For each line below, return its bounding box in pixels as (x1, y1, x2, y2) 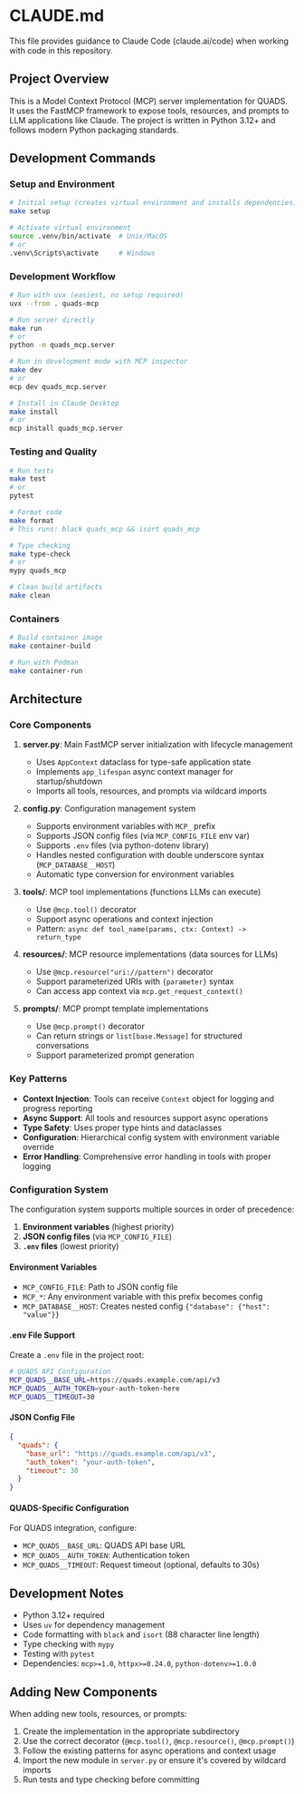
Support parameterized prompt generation (35, 1049, 195, 1061)
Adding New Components (9, 1684, 158, 1700)
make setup (9, 207, 51, 216)
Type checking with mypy (22, 1639, 115, 1650)
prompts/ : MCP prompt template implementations (22, 1003, 209, 1014)
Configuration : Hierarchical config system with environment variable (22, 1131, 280, 1143)
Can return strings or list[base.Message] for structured (35, 1030, 242, 1041)
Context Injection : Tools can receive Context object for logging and (22, 1093, 274, 1104)
